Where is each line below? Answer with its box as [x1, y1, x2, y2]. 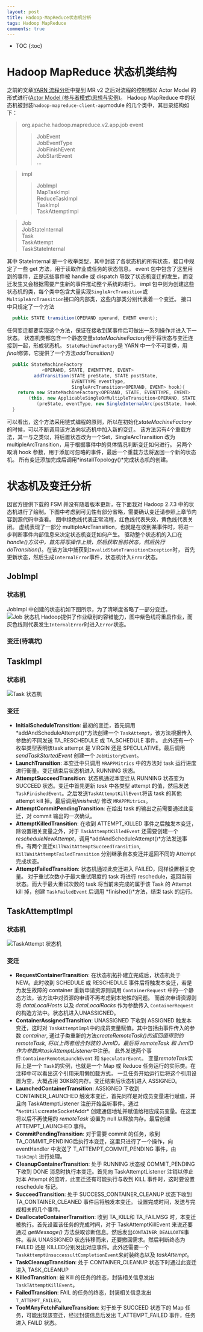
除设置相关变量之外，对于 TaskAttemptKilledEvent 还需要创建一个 [15, 828, 179, 835]
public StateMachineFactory [12, 362, 83, 368]
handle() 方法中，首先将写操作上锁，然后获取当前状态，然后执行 [7, 538, 165, 545]
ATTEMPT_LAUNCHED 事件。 [15, 1123, 90, 1130]
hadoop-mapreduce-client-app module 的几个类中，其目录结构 [33, 102, 184, 109]
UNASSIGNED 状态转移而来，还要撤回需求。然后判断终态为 [38, 1236, 186, 1243]
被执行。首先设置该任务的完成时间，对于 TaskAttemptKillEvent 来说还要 [15, 1221, 193, 1228]
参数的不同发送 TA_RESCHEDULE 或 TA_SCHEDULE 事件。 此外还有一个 [15, 737, 195, 744]
